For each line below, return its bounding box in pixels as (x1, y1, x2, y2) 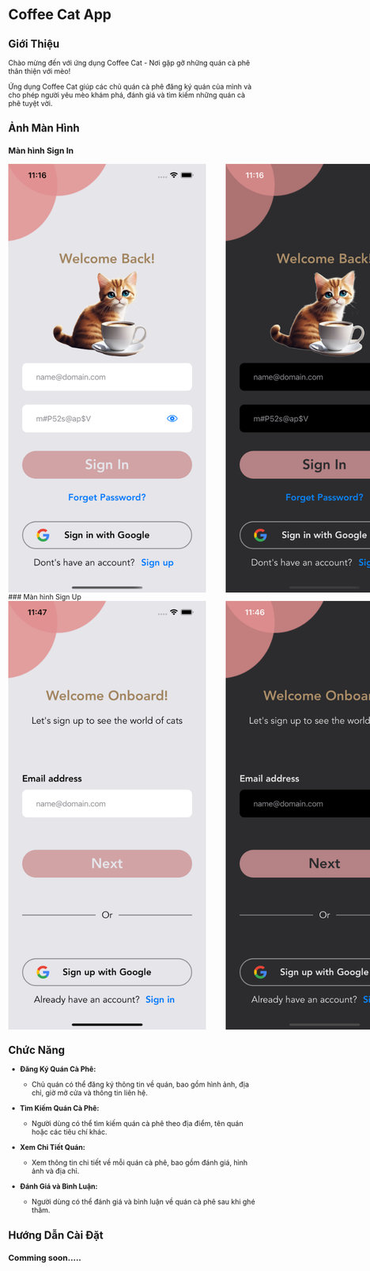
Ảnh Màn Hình (8, 121, 81, 135)
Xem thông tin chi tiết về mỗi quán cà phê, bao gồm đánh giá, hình (31, 1158, 248, 1167)
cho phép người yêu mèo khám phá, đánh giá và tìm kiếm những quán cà (8, 90, 246, 100)
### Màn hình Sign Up (8, 592, 81, 601)
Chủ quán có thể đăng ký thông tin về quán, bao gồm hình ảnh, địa (31, 1079, 250, 1090)
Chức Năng (8, 1043, 66, 1056)
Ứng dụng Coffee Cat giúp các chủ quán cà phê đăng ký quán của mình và (8, 82, 252, 91)
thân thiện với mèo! (8, 67, 71, 76)
